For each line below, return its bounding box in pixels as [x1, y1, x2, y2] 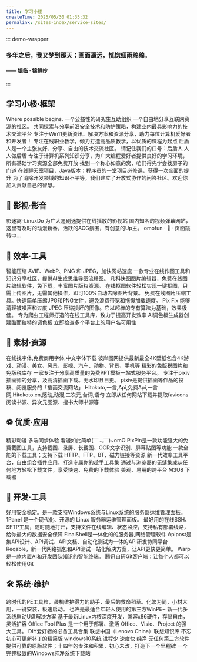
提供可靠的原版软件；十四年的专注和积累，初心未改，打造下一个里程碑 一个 [6, 643, 188, 650]
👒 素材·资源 [6, 338, 47, 348]
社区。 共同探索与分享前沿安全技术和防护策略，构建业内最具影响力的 [16, 123, 183, 130]
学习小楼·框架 [6, 99, 56, 109]
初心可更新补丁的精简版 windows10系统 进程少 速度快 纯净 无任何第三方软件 [6, 635, 190, 642]
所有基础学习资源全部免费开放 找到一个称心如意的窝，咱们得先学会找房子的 [6, 160, 188, 167]
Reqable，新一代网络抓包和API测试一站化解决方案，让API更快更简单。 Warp [6, 546, 191, 553]
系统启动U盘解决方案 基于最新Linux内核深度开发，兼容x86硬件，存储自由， [6, 613, 188, 620]
